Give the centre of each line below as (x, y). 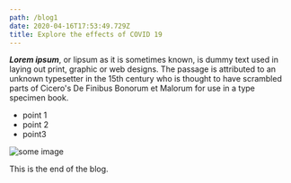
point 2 (35, 125)
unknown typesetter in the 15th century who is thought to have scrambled (146, 79)
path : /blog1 (34, 17)
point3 (34, 135)
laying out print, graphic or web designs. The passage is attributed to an (143, 69)
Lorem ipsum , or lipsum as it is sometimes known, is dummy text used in (144, 60)
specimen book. (39, 98)
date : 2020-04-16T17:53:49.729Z (70, 26)
